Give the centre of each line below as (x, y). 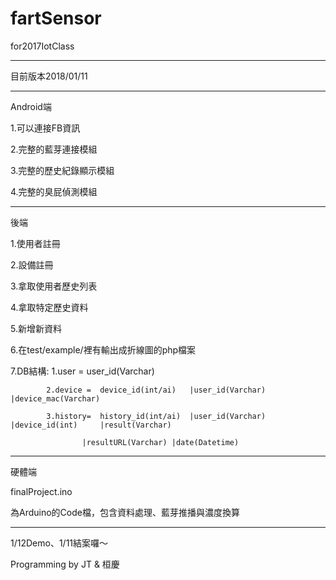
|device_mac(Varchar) (55, 398)
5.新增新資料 (36, 328)
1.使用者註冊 (35, 243)
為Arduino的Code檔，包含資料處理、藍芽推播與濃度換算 (125, 512)
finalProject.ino (41, 491)
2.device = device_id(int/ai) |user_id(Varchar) (156, 390)
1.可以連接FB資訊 (45, 128)
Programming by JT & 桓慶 (65, 564)
